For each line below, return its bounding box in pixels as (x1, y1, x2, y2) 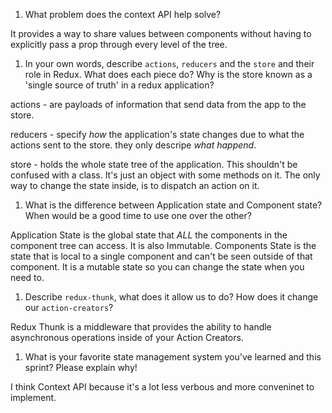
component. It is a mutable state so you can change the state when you (10, 261, 305, 273)
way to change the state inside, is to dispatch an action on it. (10, 180, 260, 191)
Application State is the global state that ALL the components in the (10, 229, 288, 241)
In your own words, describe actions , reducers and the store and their (24, 58, 315, 69)
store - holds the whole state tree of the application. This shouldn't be (10, 159, 298, 170)
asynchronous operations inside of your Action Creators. (10, 332, 244, 343)
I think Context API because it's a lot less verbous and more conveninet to (10, 381, 315, 393)
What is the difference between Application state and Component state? (24, 199, 323, 211)
